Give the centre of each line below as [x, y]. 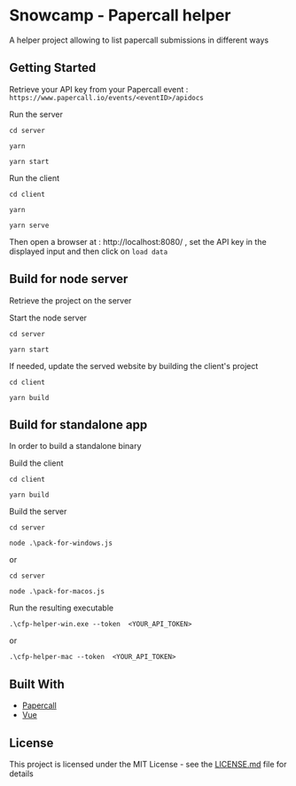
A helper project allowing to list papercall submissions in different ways [139, 40]
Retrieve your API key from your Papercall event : [99, 89]
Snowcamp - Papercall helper [120, 16]
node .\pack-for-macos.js [57, 592]
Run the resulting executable [61, 608]
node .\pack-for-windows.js [61, 543]
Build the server [38, 512]
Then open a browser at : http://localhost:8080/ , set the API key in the [138, 241]
